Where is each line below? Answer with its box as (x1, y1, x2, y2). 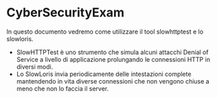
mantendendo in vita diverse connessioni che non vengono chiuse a (16, 77, 210, 85)
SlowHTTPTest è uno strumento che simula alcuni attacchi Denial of (16, 48, 209, 56)
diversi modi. (16, 62, 54, 71)
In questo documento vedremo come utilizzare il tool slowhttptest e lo (6, 27, 204, 36)
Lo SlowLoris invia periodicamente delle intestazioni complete (16, 70, 192, 78)
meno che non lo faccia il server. (16, 84, 109, 93)
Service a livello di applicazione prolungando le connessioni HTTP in (16, 55, 211, 63)
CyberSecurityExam (6, 5, 125, 21)
